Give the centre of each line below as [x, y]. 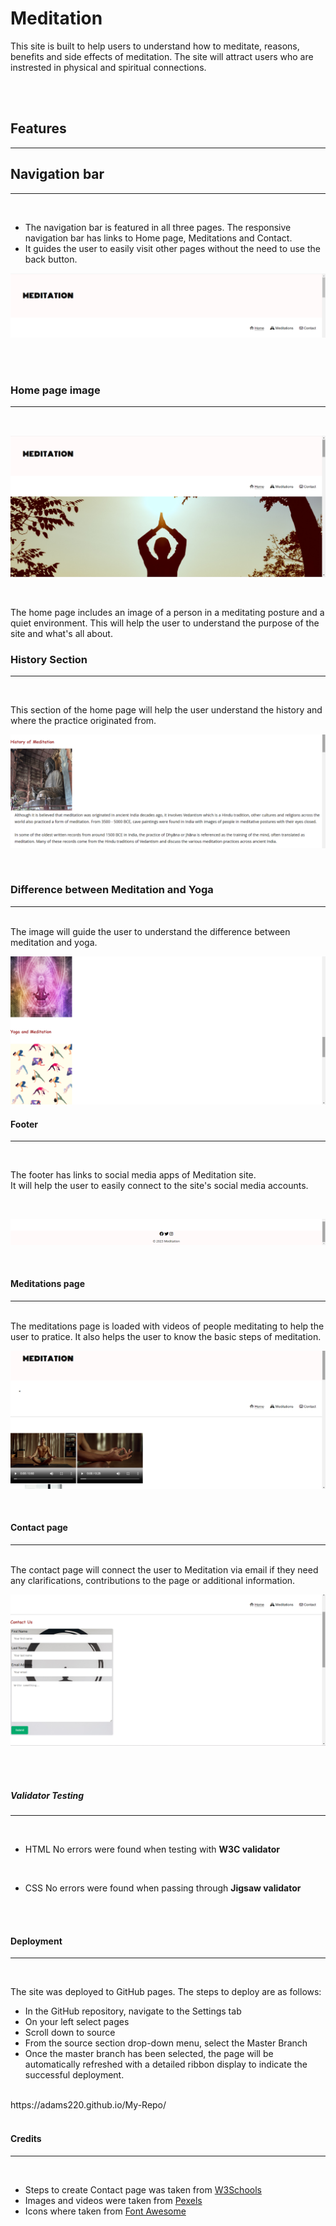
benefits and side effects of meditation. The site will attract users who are [162, 56]
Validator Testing [47, 1795]
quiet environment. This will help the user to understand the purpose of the [165, 623]
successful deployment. [74, 2075]
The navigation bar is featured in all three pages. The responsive [158, 227]
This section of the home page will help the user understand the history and [166, 710]
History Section [49, 660]
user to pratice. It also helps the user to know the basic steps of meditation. [166, 1336]
